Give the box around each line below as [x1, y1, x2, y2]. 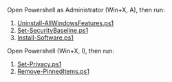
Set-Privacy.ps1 [17, 60, 62, 68]
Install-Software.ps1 [17, 33, 74, 42]
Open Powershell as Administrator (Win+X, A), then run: [7, 6, 165, 14]
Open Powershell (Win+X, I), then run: [7, 47, 115, 55]
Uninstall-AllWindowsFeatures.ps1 [17, 19, 114, 27]
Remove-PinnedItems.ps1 [17, 68, 89, 75]
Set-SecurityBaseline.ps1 [17, 27, 89, 34]
